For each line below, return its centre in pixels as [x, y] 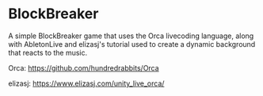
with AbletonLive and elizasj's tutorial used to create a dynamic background [132, 44]
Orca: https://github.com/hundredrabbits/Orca [84, 67]
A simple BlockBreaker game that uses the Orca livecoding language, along [131, 36]
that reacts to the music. [48, 52]
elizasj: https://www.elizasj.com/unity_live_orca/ [86, 83]
